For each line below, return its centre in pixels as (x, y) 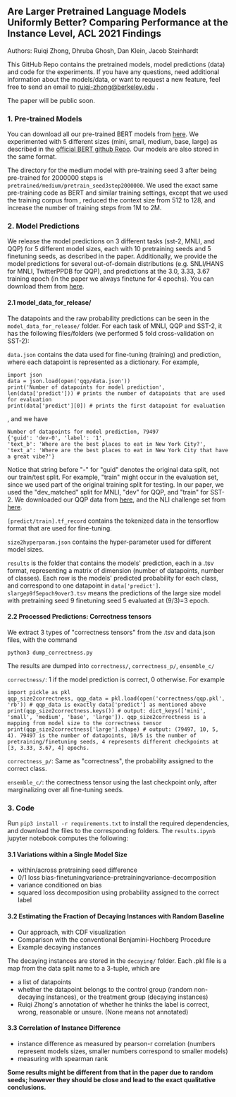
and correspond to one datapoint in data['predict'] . (84, 586)
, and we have (27, 418)
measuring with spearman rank (63, 1058)
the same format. (32, 157)
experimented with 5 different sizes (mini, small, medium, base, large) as (112, 142)
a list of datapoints (44, 982)
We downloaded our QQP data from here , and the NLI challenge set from (120, 499)
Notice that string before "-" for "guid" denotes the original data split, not (113, 469)
